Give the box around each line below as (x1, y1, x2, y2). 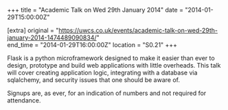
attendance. (7, 96, 41, 105)
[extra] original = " (7, 27, 59, 34)
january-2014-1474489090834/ (7, 33, 98, 42)
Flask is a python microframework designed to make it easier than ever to (7, 54, 215, 62)
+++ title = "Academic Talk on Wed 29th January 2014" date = (7, 6, 184, 14)
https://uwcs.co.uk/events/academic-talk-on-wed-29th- (58, 27, 218, 34)
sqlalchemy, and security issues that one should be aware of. (7, 76, 181, 84)
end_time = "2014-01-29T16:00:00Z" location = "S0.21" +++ (7, 41, 177, 49)
